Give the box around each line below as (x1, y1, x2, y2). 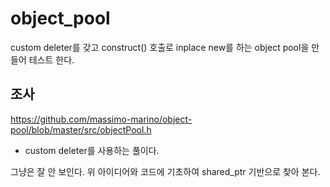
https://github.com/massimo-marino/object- (10, 113, 193, 125)
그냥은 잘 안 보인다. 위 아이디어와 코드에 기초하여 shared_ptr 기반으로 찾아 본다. (10, 165, 321, 177)
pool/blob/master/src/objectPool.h (10, 123, 152, 136)
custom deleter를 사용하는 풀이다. (24, 144, 160, 156)
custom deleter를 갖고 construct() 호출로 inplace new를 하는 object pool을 (10, 41, 310, 53)
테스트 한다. (28, 53, 75, 66)
